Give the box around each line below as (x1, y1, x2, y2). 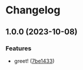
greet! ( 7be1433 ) (14, 57, 55, 64)
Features (5, 44, 32, 52)
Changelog (5, 3, 61, 17)
